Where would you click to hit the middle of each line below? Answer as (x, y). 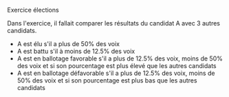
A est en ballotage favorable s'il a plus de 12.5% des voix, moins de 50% (120, 58)
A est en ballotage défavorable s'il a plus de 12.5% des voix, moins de (116, 73)
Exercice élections (33, 10)
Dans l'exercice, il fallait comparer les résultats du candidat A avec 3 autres (114, 23)
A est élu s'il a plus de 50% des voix (68, 44)
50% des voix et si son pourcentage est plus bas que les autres (107, 80)
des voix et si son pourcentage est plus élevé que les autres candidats (117, 66)
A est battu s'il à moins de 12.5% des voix (76, 51)
